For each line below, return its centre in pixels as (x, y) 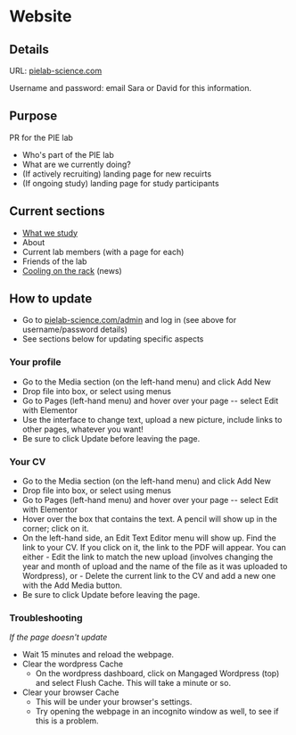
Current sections (57, 211)
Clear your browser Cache (70, 692)
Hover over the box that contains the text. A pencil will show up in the (150, 519)
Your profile (35, 362)
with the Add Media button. (72, 585)
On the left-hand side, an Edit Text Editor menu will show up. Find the (149, 538)
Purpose (33, 116)
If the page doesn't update (58, 637)
